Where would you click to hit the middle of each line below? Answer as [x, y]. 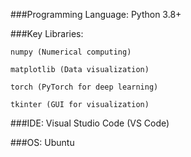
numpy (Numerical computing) [71, 52]
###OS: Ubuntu [42, 142]
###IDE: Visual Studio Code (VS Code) [90, 123]
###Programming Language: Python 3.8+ [96, 14]
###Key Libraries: [47, 33]
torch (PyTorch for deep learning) [84, 87]
